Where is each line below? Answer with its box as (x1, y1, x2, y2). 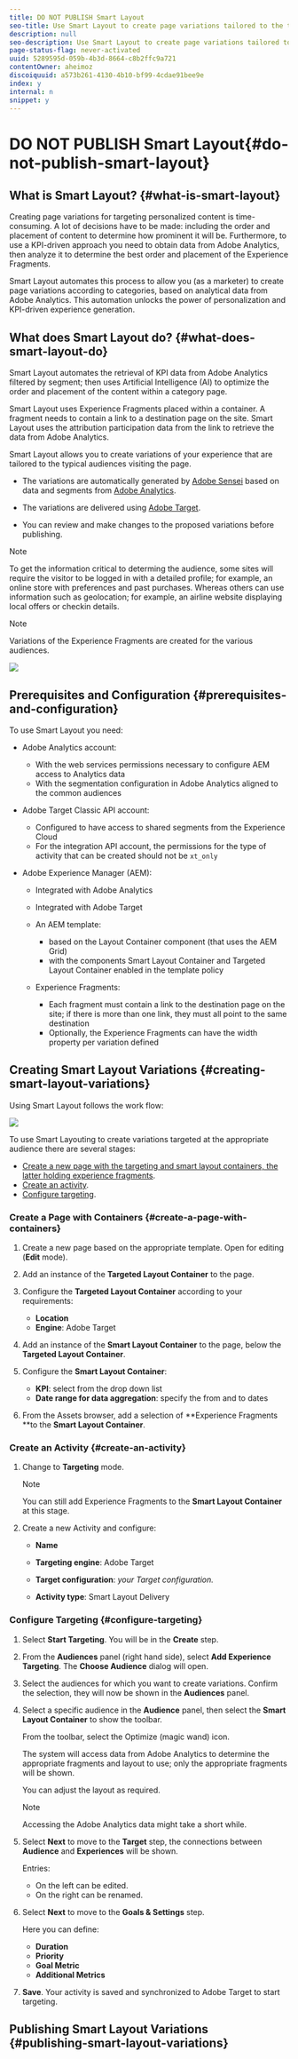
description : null (9, 29, 77, 38)
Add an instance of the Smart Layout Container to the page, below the (21, 1340, 282, 1350)
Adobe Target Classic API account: (21, 805, 150, 815)
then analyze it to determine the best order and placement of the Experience (9, 250, 289, 260)
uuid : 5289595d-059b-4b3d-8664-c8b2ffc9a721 (9, 54, 176, 63)
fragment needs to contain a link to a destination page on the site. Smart (9, 413, 273, 424)
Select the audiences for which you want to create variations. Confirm (21, 1678, 278, 1689)
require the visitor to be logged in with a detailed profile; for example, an (9, 573, 273, 584)
